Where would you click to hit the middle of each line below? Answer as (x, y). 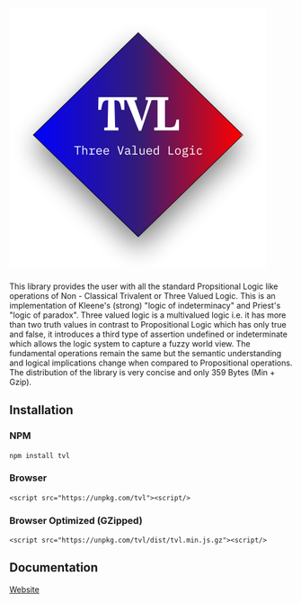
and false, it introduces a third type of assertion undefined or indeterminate (148, 334)
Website (25, 589)
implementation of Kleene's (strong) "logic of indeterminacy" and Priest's (145, 305)
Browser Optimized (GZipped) (76, 520)
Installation (41, 410)
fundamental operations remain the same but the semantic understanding (146, 353)
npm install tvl (40, 455)
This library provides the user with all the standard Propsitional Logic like (144, 286)
